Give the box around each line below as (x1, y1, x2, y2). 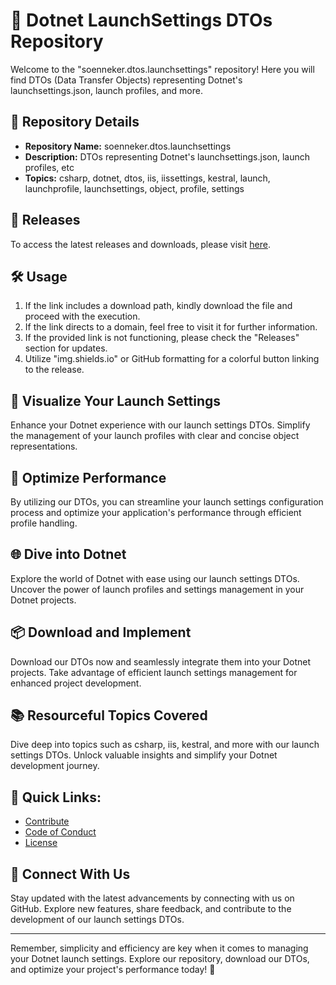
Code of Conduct (24, 826, 97, 838)
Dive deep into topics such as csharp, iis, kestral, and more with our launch (10, 739, 320, 751)
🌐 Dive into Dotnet (10, 546, 127, 563)
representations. (10, 440, 78, 453)
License (24, 837, 58, 849)
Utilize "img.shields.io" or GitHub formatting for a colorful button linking (24, 353, 320, 365)
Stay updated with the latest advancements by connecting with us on (10, 892, 295, 904)
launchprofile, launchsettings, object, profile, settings (24, 182, 245, 194)
